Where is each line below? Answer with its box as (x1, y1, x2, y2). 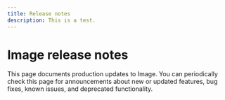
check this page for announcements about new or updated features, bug (7, 78, 218, 86)
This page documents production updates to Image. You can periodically (7, 70, 218, 78)
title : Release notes (7, 10, 71, 17)
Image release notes (7, 47, 129, 63)
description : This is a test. (7, 17, 96, 24)
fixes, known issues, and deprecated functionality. (7, 85, 153, 93)
